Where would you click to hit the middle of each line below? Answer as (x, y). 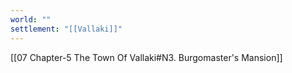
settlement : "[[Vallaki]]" (66, 29)
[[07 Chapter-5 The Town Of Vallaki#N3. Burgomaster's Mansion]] (146, 57)
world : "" (31, 19)
